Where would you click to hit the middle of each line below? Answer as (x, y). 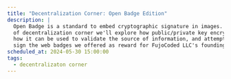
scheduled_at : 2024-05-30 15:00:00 (58, 52)
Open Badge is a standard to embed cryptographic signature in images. (118, 26)
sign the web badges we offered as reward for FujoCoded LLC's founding (120, 45)
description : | (29, 20)
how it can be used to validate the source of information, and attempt (120, 39)
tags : (15, 58)
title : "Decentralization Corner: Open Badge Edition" (87, 13)
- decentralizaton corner (51, 65)
